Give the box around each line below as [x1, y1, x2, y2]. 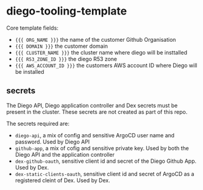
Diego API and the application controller [15, 151, 115, 158]
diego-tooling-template [6, 4, 127, 18]
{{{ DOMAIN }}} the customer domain [15, 42, 108, 50]
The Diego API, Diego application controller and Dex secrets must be [6, 102, 178, 109]
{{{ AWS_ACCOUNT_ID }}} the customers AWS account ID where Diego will [15, 62, 198, 69]
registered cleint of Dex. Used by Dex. [15, 177, 110, 184]
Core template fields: [6, 24, 59, 31]
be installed [15, 68, 44, 75]
